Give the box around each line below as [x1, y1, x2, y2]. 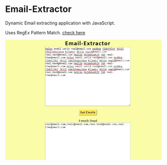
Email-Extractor [5, 3, 72, 15]
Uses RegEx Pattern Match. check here [5, 29, 85, 35]
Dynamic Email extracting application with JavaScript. [5, 20, 115, 26]
